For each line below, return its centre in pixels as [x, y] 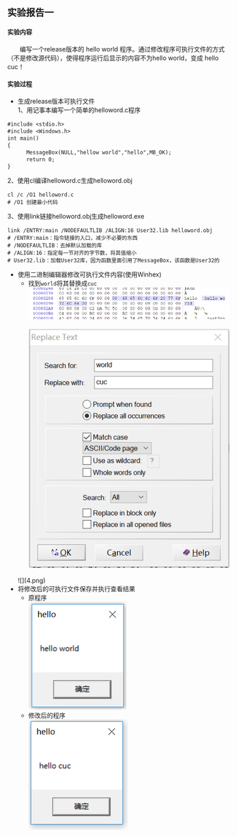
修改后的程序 [47, 715]
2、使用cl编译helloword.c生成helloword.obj [70, 180]
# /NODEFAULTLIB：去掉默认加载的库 [55, 246]
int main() [23, 138]
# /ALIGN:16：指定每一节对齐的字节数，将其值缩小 [72, 253]
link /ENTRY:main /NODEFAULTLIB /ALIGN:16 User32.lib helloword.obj [110, 230]
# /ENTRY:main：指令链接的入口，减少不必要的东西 [73, 238]
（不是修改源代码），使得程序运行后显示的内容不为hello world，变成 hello [113, 58]
